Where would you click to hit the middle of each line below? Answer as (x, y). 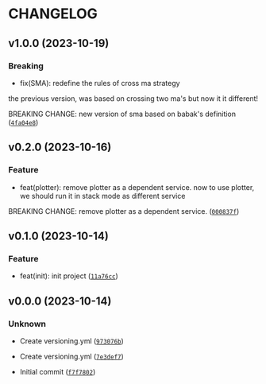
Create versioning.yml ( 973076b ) (72, 341)
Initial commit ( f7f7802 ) (58, 371)
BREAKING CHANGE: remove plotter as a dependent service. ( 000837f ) (124, 211)
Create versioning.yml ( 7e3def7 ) (72, 356)
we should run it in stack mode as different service (102, 196)
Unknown (27, 324)
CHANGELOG (53, 14)
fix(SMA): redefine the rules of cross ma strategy (100, 83)
